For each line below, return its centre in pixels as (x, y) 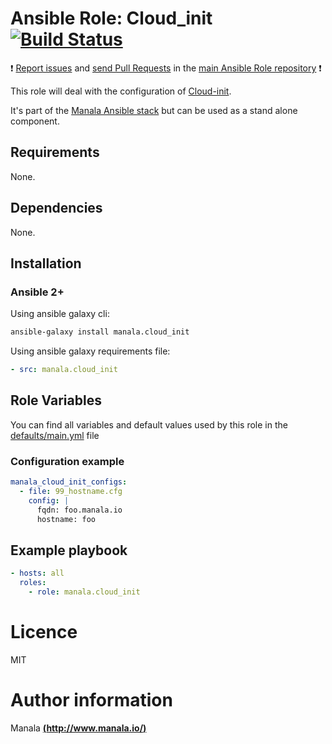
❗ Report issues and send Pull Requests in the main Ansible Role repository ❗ (166, 68)
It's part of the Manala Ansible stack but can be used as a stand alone (154, 110)
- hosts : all (37, 573)
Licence (44, 632)
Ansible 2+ (37, 292)
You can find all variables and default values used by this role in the (149, 424)
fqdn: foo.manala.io (79, 510)
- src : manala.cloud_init (64, 370)
